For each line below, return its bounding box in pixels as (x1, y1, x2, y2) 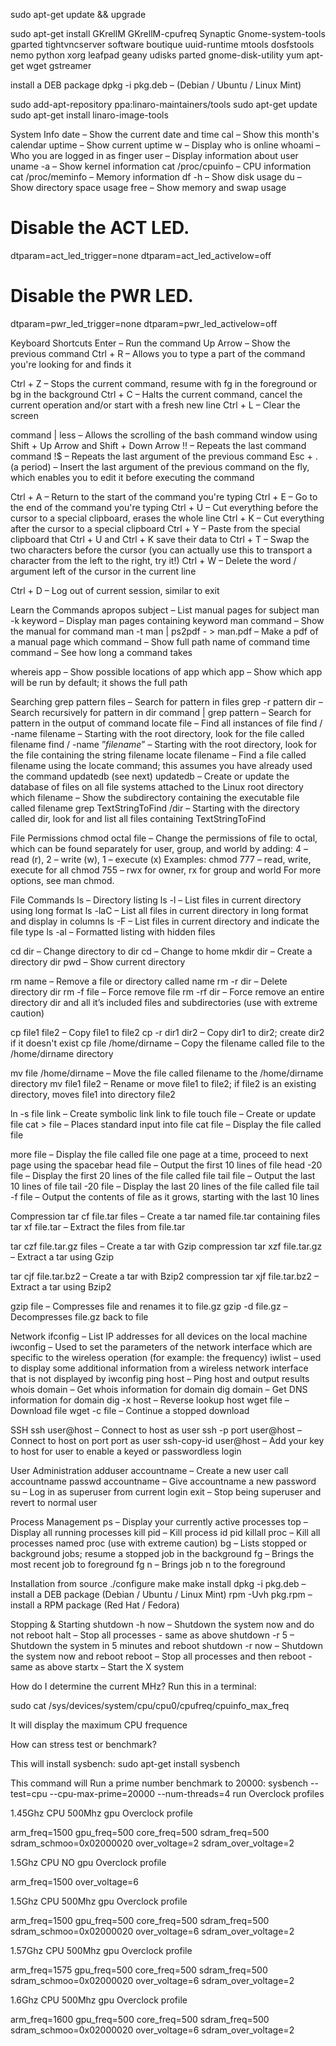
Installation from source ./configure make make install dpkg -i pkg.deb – (10, 1577, 307, 1589)
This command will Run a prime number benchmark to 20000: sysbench (10, 1777, 309, 1789)
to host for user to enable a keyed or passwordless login (10, 1445, 242, 1457)
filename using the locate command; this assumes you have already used (10, 759, 313, 771)
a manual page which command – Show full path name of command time (10, 635, 311, 648)
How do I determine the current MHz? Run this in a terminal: (10, 1680, 257, 1692)
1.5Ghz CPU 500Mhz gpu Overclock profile (10, 1895, 188, 1907)
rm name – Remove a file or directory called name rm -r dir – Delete (10, 975, 288, 987)
